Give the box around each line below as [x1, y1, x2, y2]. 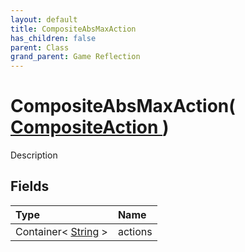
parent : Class [10, 42, 70, 53]
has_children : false [10, 33, 97, 43]
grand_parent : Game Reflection [10, 52, 141, 62]
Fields [10, 178, 50, 195]
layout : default [10, 14, 78, 25]
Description [10, 149, 58, 161]
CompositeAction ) [10, 116, 170, 139]
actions [117, 224, 153, 238]
